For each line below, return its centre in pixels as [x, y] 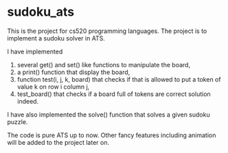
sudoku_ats [41, 12]
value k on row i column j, [53, 86]
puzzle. [18, 121]
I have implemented [35, 51]
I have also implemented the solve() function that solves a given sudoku [109, 115]
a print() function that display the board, [73, 72]
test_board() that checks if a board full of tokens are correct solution [114, 94]
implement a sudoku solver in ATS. [56, 38]
